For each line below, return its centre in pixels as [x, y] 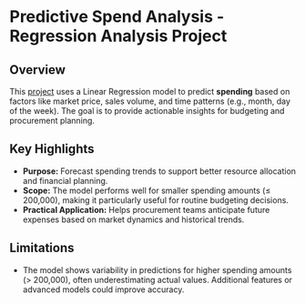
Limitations [42, 248]
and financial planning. [65, 180]
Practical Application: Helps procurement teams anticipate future [146, 209]
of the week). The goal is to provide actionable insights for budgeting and [147, 111]
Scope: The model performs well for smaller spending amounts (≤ [147, 190]
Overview [38, 70]
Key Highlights [52, 149]
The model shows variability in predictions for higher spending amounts [157, 269]
